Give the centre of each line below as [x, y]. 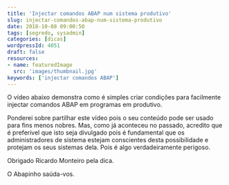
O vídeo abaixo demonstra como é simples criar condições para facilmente [114, 97]
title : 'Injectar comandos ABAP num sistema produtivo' [89, 13]
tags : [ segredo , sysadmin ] [46, 33]
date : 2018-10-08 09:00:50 [46, 26]
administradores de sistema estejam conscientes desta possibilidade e [108, 140]
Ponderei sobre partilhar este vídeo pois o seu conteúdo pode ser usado [110, 118]
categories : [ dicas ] [37, 39]
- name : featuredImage [40, 65]
